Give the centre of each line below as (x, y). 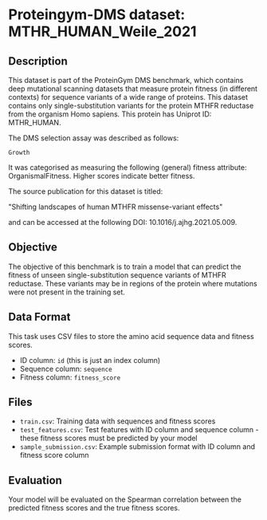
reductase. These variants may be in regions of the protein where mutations (133, 283)
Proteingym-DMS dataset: (97, 15)
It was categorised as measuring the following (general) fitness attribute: (128, 167)
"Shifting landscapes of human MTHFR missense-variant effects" (116, 207)
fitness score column (54, 455)
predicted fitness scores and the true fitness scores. (94, 508)
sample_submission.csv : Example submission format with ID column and (137, 447)
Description (38, 61)
